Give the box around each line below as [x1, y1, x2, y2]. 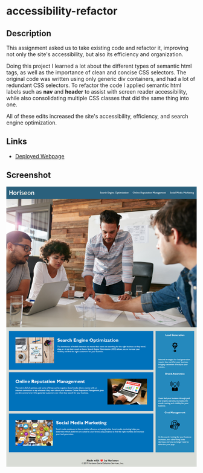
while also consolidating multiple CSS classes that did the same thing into [6, 95, 189, 101]
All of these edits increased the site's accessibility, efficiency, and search [6, 113, 188, 120]
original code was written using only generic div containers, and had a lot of [6, 76, 196, 82]
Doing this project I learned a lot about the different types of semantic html [6, 62, 192, 69]
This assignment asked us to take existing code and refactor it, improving [6, 44, 189, 51]
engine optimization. [6, 119, 57, 126]
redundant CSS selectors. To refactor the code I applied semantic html [6, 82, 182, 89]
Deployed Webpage [14, 152, 65, 159]
